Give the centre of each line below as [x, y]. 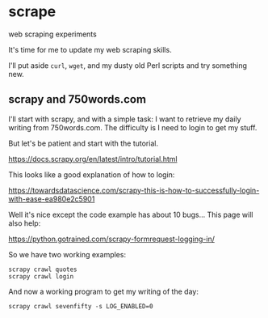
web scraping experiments [52, 34]
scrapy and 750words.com [77, 100]
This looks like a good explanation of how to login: [92, 174]
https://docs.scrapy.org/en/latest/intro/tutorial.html [93, 159]
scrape [32, 12]
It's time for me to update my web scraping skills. [90, 49]
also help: [25, 223]
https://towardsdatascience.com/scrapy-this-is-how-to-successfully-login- [134, 190]
